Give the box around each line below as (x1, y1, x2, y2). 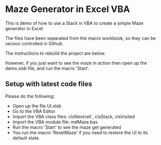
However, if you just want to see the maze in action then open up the (5, 60, 147, 66)
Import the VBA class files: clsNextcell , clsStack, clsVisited (12, 113, 135, 119)
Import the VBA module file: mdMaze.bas (12, 119, 98, 125)
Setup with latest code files (5, 80, 93, 88)
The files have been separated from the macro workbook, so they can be (5, 35, 156, 41)
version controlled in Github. (5, 40, 64, 46)
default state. (12, 134, 40, 141)
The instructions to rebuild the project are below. (5, 50, 106, 56)
